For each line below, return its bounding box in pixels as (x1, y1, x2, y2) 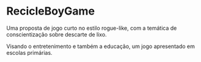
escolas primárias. (6, 49, 53, 56)
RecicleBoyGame (6, 4, 95, 18)
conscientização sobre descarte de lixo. (6, 30, 107, 38)
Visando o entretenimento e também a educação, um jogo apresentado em (6, 43, 196, 50)
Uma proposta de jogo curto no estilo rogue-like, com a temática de (6, 24, 177, 32)
